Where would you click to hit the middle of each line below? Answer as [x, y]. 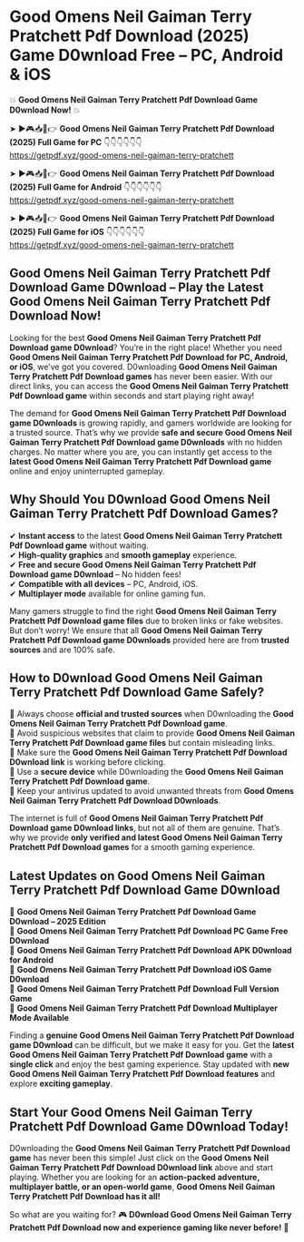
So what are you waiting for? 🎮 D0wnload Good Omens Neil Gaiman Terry [151, 1214]
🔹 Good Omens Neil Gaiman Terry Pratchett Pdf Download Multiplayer [144, 1008]
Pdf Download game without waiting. [79, 545]
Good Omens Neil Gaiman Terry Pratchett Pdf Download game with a [141, 1055]
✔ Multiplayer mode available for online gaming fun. [108, 593]
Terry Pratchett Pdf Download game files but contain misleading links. [142, 743]
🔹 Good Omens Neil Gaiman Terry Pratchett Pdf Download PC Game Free [149, 931]
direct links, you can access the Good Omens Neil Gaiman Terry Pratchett [149, 386]
